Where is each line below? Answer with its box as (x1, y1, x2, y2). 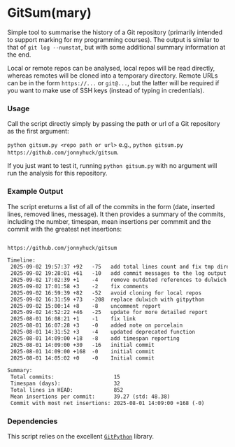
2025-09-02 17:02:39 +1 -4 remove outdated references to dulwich (10, 276, 227, 284)
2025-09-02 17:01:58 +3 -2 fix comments (10, 283, 149, 290)
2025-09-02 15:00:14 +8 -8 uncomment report (10, 302, 161, 309)
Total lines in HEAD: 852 (10, 387, 124, 394)
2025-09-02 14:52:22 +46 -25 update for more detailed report (10, 309, 208, 316)
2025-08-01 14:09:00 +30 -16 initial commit (10, 341, 155, 348)
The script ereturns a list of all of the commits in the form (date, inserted (7, 202, 215, 211)
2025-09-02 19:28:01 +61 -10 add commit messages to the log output (10, 270, 227, 277)
